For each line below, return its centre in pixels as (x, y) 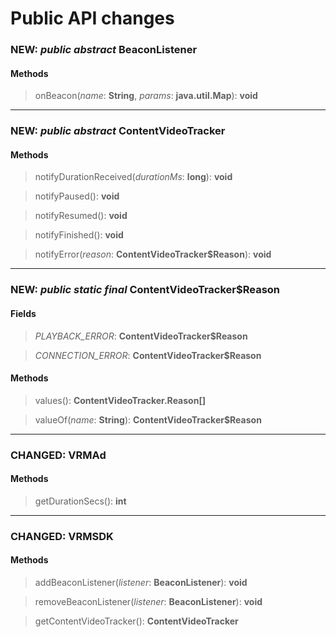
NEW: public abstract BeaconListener (104, 50)
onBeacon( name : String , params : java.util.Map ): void (146, 96)
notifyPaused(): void (77, 196)
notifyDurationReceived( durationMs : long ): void (133, 177)
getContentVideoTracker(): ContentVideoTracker (136, 621)
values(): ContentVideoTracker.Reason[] (120, 400)
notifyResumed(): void (81, 216)
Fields (23, 313)
